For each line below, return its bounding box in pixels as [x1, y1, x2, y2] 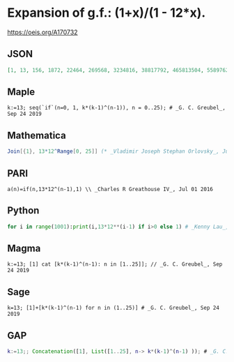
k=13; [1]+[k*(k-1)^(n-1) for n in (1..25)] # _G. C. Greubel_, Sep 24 [7, 305, 219, 312]
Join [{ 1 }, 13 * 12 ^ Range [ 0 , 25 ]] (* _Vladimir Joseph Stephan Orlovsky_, [7, 148, 219, 155]
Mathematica [7, 129, 66, 141]
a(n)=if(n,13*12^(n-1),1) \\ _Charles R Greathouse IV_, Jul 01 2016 [7, 186, 214, 193]
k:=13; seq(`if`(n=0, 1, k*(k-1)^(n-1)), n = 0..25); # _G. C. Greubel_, [7, 105, 226, 112]
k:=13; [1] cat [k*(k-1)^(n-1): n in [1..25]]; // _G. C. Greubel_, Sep [7, 261, 223, 268]
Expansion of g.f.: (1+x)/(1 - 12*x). [7, 5, 206, 21]
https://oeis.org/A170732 [7, 28, 78, 36]
